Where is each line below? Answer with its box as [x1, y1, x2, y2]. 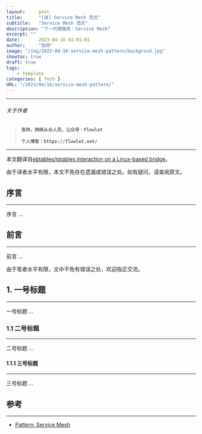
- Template [17, 71, 44, 77]
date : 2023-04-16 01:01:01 [6, 37, 90, 43]
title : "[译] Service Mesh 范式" [6, 14, 101, 20]
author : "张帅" [6, 43, 54, 49]
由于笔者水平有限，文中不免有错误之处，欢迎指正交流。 [6, 265, 143, 272]
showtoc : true [6, 54, 42, 60]
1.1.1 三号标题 [6, 359, 38, 366]
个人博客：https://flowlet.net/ [20, 139, 98, 145]
